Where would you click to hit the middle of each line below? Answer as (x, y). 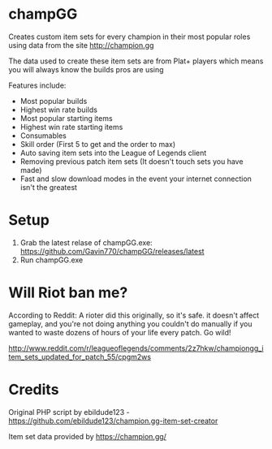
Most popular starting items (66, 118)
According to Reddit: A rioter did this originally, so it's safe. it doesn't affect (134, 315)
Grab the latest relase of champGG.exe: (86, 242)
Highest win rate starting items (71, 127)
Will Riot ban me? (68, 293)
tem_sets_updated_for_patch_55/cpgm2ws (80, 356)
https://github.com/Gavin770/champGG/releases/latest (112, 251)
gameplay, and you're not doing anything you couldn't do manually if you (131, 324)
